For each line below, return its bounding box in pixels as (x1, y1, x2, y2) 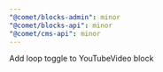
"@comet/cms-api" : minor (9, 29, 101, 38)
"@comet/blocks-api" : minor (9, 21, 113, 30)
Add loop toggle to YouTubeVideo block (9, 54, 154, 64)
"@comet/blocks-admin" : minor (9, 12, 121, 22)
